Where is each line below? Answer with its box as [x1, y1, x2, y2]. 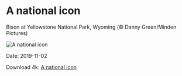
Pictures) [6, 29, 28, 36]
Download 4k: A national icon [6, 63, 77, 71]
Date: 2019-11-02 [6, 52, 47, 59]
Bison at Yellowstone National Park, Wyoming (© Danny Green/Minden [6, 23, 177, 30]
